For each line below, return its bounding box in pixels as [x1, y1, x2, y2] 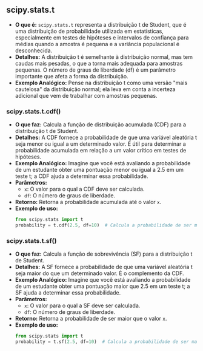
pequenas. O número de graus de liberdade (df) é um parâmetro [15, 66, 176, 73]
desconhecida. [15, 47, 53, 54]
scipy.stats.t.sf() [6, 236, 57, 245]
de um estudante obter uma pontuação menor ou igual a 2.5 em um [15, 166, 184, 174]
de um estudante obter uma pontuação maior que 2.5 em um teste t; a [15, 282, 190, 290]
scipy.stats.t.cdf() [6, 107, 61, 115]
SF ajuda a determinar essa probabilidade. [15, 289, 121, 296]
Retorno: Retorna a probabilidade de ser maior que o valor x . [15, 315, 167, 322]
